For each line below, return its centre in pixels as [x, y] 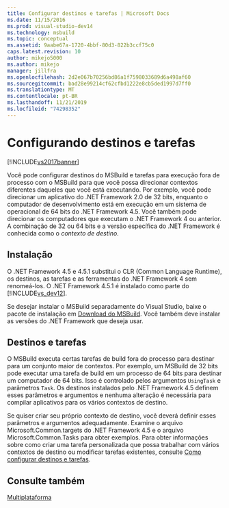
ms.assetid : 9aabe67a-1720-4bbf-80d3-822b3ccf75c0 [81, 45]
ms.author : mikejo [33, 64]
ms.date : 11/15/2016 [37, 20]
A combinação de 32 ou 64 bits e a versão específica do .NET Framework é [114, 226]
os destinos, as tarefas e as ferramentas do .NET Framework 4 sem [102, 279]
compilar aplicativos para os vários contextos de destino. [87, 403]
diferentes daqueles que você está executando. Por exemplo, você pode [109, 190]
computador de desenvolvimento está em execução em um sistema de [107, 204]
